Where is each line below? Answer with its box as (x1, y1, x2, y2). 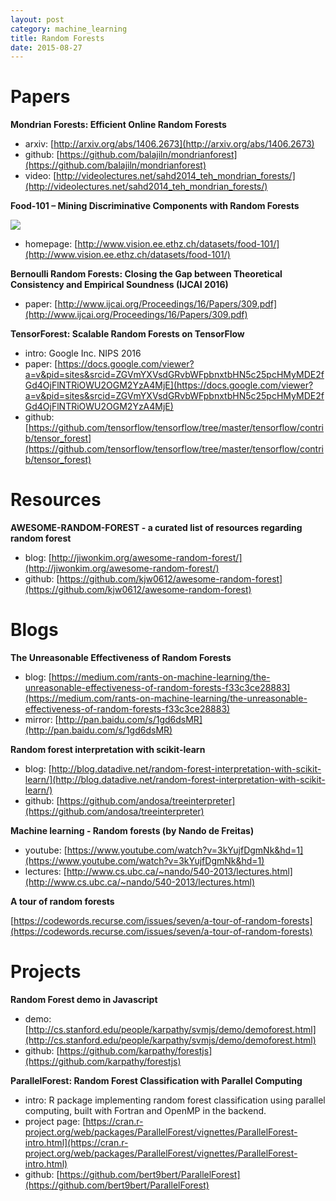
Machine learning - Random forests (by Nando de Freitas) (10, 825, 255, 837)
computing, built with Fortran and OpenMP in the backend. (24, 1105, 267, 1116)
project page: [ (24, 1116, 87, 1127)
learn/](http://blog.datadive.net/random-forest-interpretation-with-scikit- (24, 774, 326, 786)
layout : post (10, 14, 65, 25)
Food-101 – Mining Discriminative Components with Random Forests (10, 200, 300, 212)
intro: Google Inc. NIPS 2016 (24, 347, 142, 360)
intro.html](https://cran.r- (24, 1137, 129, 1148)
